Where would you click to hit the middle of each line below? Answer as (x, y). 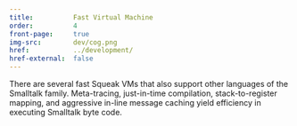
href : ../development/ (71, 51)
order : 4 (43, 26)
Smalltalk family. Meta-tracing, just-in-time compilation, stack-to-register (144, 93)
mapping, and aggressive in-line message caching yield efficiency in (135, 102)
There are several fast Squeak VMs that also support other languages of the (148, 84)
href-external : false (51, 59)
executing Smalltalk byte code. (66, 112)
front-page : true (49, 34)
